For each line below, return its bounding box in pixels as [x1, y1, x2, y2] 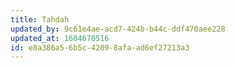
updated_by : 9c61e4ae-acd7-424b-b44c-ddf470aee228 [10, 24, 226, 34]
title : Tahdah [10, 14, 70, 25]
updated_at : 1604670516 [10, 33, 110, 43]
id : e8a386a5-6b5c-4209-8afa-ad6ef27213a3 [10, 42, 190, 53]
